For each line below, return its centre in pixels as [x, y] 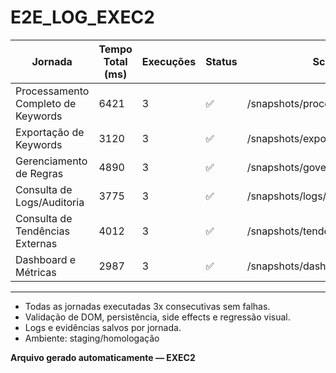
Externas [36, 243]
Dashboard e [46, 259]
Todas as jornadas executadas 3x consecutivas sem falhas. [147, 306]
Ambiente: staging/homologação [92, 338]
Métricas [36, 272]
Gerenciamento [51, 161]
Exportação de [50, 132]
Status [221, 61]
